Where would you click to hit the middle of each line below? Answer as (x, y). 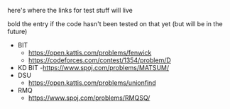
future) (17, 31)
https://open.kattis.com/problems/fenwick (90, 53)
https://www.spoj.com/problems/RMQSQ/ (89, 98)
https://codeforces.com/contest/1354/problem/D (100, 60)
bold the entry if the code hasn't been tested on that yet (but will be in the (115, 24)
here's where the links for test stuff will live (70, 10)
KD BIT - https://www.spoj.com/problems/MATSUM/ (93, 68)
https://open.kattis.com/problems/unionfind (92, 83)
